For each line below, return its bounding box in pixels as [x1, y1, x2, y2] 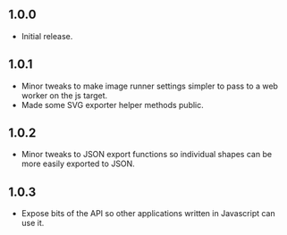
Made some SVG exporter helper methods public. [21, 99, 205, 110]
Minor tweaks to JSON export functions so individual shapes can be [21, 149, 273, 160]
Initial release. [21, 30, 73, 41]
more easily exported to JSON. [21, 158, 135, 169]
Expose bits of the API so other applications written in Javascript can [21, 208, 276, 219]
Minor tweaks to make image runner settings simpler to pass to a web [21, 80, 279, 91]
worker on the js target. [21, 89, 108, 101]
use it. [21, 218, 45, 229]
